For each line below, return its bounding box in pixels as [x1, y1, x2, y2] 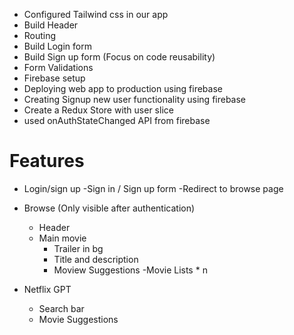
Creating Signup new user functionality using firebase [23, 94, 247, 105]
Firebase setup [23, 72, 86, 84]
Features [9, 150, 85, 173]
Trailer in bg [53, 242, 104, 254]
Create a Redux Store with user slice [23, 104, 174, 116]
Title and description [53, 253, 139, 265]
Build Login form [23, 40, 92, 52]
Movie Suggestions [38, 313, 119, 325]
